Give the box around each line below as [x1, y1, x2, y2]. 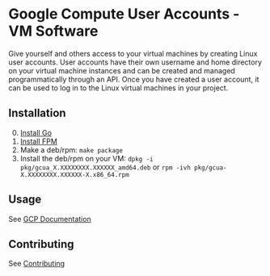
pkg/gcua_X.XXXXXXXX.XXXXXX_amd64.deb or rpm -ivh [19, 162, 192, 172]
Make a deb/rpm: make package [19, 144, 124, 154]
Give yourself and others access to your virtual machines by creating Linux [8, 48, 258, 58]
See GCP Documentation [8, 214, 91, 224]
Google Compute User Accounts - [8, 5, 240, 23]
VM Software [8, 22, 99, 40]
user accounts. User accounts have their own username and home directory [8, 57, 263, 67]
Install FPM [19, 136, 58, 146]
